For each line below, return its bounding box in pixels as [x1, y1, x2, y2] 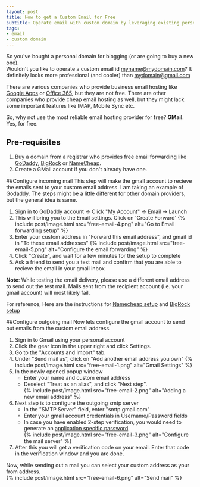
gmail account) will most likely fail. [6, 289, 90, 296]
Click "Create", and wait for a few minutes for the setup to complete [14, 252, 181, 259]
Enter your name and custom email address [23, 374, 131, 381]
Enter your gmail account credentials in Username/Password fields [23, 412, 187, 419]
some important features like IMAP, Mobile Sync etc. [6, 102, 135, 109]
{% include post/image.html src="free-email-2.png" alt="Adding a [23, 386, 186, 394]
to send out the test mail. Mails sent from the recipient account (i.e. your [6, 282, 183, 289]
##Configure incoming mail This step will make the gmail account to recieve [6, 177, 192, 185]
